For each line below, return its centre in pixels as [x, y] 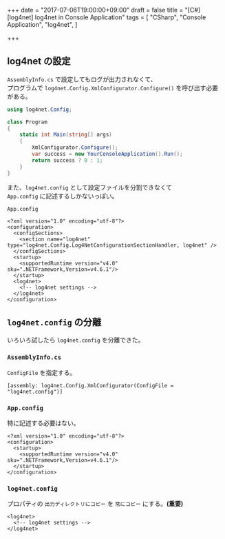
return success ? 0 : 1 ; [67, 160]
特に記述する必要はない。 [43, 423]
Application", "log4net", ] [42, 24]
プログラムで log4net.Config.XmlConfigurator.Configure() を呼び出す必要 [113, 88]
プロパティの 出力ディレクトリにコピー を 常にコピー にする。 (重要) [95, 504]
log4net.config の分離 [54, 322]
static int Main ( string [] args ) [66, 135]
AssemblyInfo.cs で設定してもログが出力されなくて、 [82, 79]
